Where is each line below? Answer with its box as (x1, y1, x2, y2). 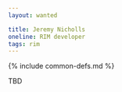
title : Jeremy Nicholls (8, 25, 86, 34)
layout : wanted (8, 11, 58, 19)
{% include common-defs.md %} (8, 62, 115, 71)
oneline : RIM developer (8, 33, 86, 41)
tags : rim (8, 40, 41, 48)
